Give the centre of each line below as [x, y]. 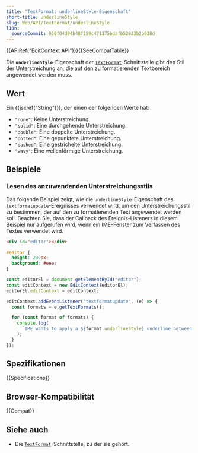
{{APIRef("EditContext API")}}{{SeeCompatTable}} [68, 50]
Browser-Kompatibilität [50, 396]
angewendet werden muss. [39, 75]
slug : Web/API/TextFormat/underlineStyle [58, 23]
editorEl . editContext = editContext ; [53, 291]
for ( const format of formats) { [53, 318]
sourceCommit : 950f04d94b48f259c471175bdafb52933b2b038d [83, 34]
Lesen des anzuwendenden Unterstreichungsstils [79, 186]
